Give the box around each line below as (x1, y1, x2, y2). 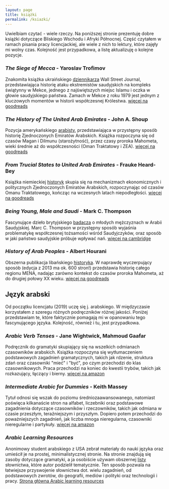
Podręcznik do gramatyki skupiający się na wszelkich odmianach (5, 344, 140, 350)
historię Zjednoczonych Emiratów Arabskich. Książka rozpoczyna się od (5, 132, 154, 138)
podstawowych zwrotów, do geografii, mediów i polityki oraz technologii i (5, 472, 157, 478)
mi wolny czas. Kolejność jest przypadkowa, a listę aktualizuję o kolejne (5, 46, 153, 53)
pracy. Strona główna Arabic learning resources (5, 478, 104, 484)
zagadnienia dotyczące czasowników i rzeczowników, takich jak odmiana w (5, 405, 162, 412)
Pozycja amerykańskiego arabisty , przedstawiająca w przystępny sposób (5, 127, 157, 133)
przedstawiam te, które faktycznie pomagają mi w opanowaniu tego (5, 314, 146, 320)
